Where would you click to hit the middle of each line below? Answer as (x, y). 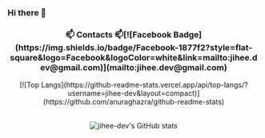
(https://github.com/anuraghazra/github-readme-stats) (134, 102)
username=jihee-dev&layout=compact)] (134, 93)
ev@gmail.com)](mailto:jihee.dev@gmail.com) (134, 67)
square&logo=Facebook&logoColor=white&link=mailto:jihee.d (134, 57)
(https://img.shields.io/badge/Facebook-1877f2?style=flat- (134, 47)
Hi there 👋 (27, 13)
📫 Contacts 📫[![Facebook (118, 34)
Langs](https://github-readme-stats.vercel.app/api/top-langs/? (145, 85)
